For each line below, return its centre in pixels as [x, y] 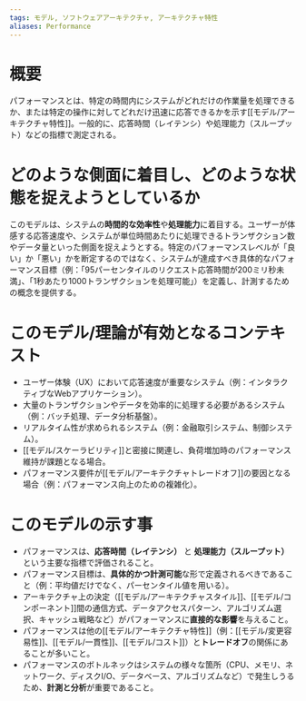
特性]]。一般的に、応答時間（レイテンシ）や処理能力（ [151, 123]
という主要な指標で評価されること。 [90, 563]
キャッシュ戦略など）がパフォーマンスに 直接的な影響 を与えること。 [166, 619]
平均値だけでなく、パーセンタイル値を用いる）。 [144, 586]
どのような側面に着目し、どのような [145, 175]
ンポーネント [46, 608]
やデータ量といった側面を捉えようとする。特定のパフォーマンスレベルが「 [148, 247]
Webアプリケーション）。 [100, 394]
